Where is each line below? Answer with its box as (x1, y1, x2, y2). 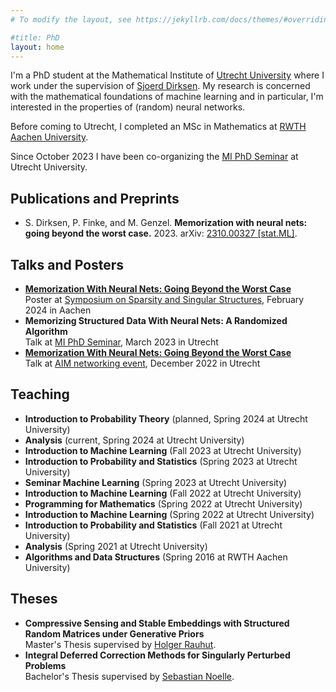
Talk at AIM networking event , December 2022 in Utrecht (24, 357, 261, 369)
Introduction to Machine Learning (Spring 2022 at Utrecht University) (24, 508, 315, 520)
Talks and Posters (10, 256, 125, 273)
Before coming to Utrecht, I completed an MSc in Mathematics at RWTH (10, 121, 307, 133)
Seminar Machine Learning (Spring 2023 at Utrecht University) (24, 476, 288, 488)
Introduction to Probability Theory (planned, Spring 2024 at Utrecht (24, 412, 308, 425)
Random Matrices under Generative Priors (24, 627, 205, 640)
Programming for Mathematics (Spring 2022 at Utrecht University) (24, 497, 303, 510)
